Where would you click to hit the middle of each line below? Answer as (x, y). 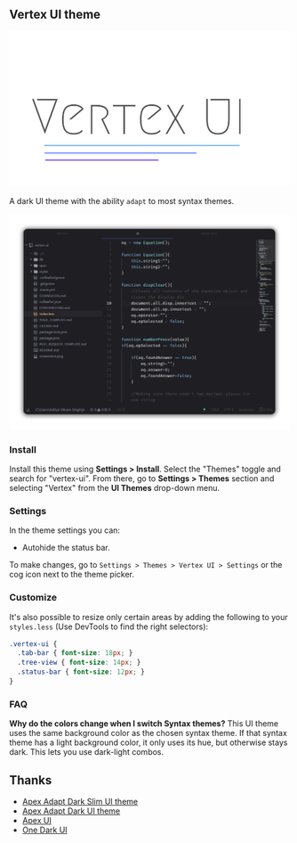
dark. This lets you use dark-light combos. (87, 752)
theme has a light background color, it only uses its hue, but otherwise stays (148, 742)
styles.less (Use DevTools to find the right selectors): (109, 626)
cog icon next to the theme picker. (72, 575)
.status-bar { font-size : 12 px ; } (81, 672)
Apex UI (36, 821)
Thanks (31, 780)
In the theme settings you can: (65, 530)
